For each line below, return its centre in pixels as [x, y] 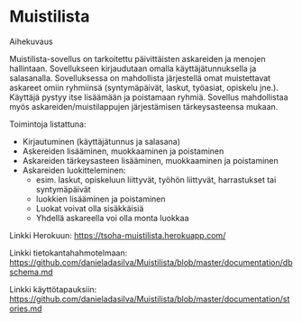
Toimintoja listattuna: [48, 124]
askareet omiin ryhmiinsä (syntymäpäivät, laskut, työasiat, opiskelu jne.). [144, 87]
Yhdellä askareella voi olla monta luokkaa [112, 218]
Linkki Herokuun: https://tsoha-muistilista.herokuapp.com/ [118, 235]
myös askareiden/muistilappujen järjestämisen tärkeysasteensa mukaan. [144, 106]
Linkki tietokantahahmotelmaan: [69, 253]
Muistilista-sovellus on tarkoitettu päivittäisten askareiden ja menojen [137, 58]
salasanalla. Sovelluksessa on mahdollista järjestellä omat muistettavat [140, 77]
